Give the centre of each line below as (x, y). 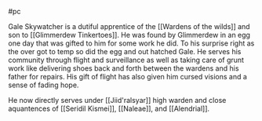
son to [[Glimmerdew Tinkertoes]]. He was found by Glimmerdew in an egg (129, 35)
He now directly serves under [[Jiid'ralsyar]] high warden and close (117, 100)
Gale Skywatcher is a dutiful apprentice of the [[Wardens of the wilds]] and (129, 26)
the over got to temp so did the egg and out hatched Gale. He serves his (125, 51)
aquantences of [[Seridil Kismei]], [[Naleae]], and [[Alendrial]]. (109, 108)
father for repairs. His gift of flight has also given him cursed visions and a (127, 77)
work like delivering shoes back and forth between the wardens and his (124, 68)
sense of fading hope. (44, 85)
